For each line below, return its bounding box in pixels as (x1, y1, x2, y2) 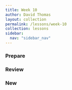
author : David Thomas (5, 12, 51, 17)
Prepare (5, 52, 25, 59)
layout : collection (5, 17, 47, 22)
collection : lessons (5, 26, 49, 31)
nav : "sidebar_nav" (10, 36, 51, 41)
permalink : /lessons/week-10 (5, 21, 67, 27)
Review (5, 66, 24, 73)
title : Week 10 (5, 7, 38, 13)
